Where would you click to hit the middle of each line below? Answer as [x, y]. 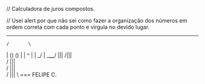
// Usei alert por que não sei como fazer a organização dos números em [97, 20]
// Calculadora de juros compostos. [51, 9]
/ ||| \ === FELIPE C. [31, 75]
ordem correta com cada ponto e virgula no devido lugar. [78, 27]
